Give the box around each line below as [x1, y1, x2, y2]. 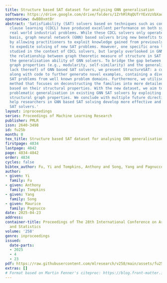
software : [5, 12, 26, 17]
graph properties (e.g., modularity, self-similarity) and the [9, 63, 143, 68]
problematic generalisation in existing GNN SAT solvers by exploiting [9, 90, 162, 95]
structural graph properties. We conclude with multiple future [9, 95, 146, 100]
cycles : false [5, 159, 35, 164]
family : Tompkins [9, 187, 46, 192]
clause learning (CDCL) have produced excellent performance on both [9, 26, 157, 31]
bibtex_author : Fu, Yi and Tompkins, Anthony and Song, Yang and [5, 164, 143, 169]
